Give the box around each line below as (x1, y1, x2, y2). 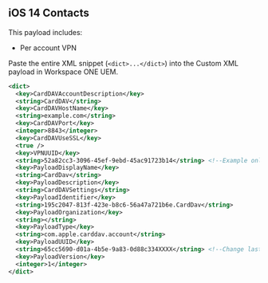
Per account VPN (19, 43, 77, 53)
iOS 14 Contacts (8, 6, 89, 20)
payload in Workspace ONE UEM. (8, 67, 119, 77)
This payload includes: (8, 27, 83, 37)
